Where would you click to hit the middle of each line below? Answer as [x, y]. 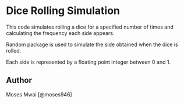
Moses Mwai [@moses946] [39, 94]
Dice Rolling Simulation [63, 11]
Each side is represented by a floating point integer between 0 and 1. [88, 62]
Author [19, 80]
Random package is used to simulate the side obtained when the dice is [92, 44]
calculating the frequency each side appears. [60, 33]
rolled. [14, 50]
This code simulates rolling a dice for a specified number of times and [90, 27]
